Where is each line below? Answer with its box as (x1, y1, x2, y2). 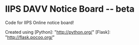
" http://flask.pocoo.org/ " (5, 34, 55, 40)
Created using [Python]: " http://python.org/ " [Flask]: (5, 29, 111, 35)
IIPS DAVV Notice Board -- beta (5, 3, 135, 15)
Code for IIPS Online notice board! (5, 20, 74, 25)
